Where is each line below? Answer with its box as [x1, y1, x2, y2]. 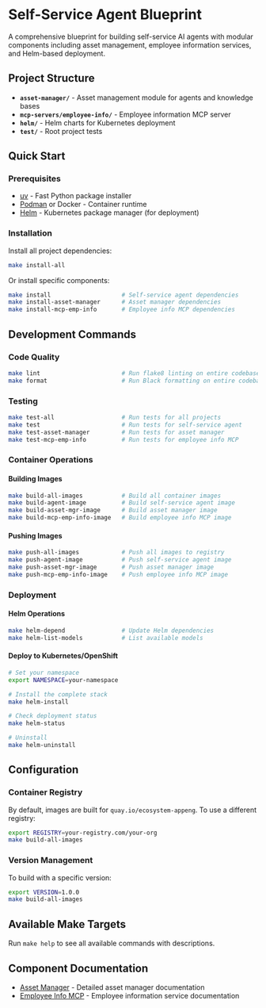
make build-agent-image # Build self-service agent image [8, 499, 236, 507]
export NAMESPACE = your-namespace [8, 676, 119, 684]
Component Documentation [8, 961, 149, 975]
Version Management [8, 855, 93, 866]
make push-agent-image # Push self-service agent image [8, 556, 232, 564]
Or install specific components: [8, 275, 110, 285]
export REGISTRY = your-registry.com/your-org [8, 829, 158, 837]
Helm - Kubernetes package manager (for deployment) [19, 208, 199, 217]
